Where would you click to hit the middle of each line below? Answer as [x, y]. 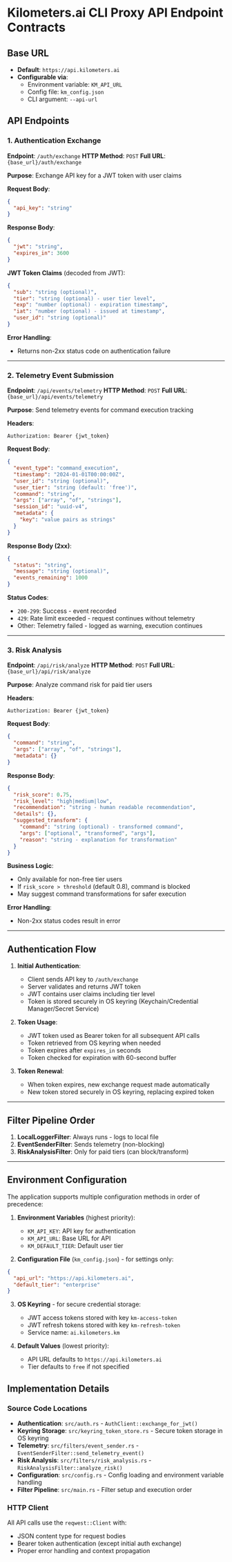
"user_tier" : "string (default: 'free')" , [75, 487]
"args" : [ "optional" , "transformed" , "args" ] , [88, 833]
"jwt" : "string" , [38, 247]
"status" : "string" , [43, 565]
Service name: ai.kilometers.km [74, 1333]
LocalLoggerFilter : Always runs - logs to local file [88, 1137]
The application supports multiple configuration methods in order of [104, 1197]
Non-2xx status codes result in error [69, 921]
